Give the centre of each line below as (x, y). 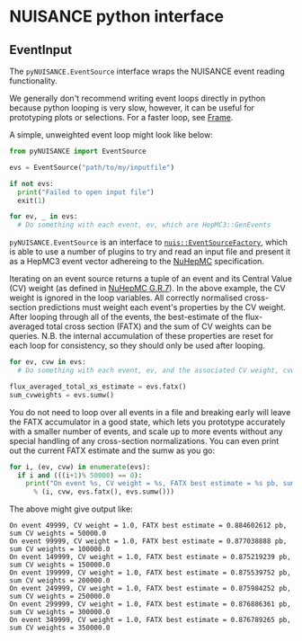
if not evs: (31, 183)
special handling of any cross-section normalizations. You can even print (144, 441)
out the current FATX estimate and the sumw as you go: (112, 450)
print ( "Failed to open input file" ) (86, 192)
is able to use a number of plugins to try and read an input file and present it (150, 252)
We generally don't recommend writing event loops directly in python (138, 98)
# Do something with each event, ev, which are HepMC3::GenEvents (144, 225)
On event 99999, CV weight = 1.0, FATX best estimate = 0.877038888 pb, (148, 541)
